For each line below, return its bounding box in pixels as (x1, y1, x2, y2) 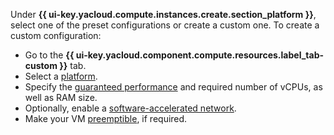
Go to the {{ (24, 49, 75, 61)
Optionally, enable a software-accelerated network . (24, 102, 237, 114)
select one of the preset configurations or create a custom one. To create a (10, 19, 320, 31)
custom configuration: (10, 30, 102, 41)
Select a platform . (24, 70, 98, 82)
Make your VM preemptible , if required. (24, 113, 188, 124)
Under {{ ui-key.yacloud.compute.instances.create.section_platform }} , (10, 9, 317, 20)
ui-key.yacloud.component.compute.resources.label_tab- (75, 49, 325, 61)
